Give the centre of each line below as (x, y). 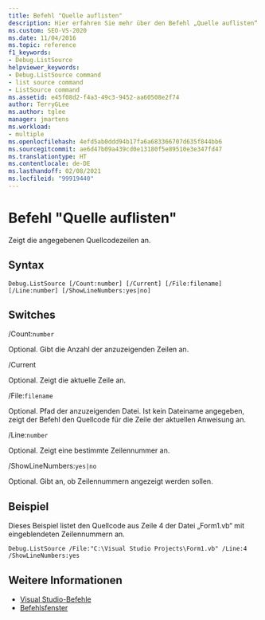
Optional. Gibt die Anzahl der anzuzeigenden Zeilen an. (99, 349)
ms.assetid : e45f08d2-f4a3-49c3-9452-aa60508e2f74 (94, 97)
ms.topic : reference (43, 45)
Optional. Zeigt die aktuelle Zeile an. (67, 380)
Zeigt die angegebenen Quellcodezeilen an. (80, 240)
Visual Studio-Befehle (55, 599)
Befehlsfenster (44, 608)
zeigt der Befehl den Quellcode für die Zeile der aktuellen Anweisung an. (127, 420)
